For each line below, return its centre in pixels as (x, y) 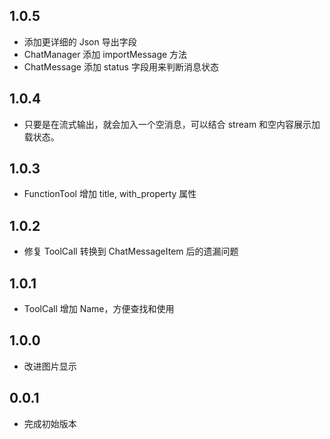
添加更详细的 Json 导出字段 (80, 41)
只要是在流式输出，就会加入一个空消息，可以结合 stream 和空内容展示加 (172, 124)
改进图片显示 (50, 366)
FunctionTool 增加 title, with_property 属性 (110, 194)
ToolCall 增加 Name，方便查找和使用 (99, 309)
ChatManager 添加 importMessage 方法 (105, 54)
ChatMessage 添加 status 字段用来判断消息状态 (121, 66)
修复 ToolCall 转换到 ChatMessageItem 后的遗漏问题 (131, 251)
